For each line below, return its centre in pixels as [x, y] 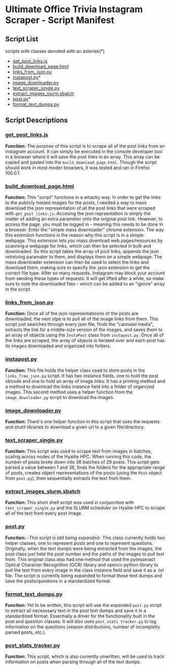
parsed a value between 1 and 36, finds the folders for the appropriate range [85, 467]
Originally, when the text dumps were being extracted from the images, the [83, 548]
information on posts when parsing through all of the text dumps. [73, 662]
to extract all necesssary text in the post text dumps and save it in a [76, 611]
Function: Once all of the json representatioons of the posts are [72, 314]
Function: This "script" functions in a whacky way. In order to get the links [83, 197]
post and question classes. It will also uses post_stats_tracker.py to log [81, 622]
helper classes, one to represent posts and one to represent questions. [79, 543]
